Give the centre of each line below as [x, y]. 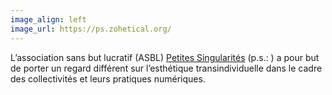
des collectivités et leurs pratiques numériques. [108, 78]
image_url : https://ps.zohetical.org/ [91, 29]
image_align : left [48, 19]
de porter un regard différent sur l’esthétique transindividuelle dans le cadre [166, 68]
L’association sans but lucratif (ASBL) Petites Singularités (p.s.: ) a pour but [165, 57]
